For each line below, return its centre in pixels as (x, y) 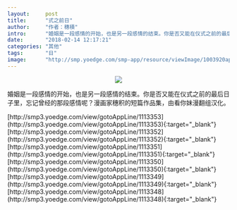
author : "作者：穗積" (43, 27)
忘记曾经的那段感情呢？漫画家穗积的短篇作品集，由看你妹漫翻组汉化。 (128, 102)
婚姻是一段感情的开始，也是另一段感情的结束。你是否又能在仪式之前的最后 (115, 94)
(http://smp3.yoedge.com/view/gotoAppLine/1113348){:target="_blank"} (112, 199)
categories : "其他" (35, 47)
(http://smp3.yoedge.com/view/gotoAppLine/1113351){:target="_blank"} (111, 154)
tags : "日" (32, 54)
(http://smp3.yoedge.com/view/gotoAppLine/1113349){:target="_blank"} (112, 184)
